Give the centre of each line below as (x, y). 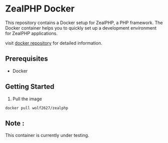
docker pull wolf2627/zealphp (37, 108)
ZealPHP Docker (40, 9)
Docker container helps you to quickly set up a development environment (81, 28)
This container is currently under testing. (47, 135)
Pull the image (27, 99)
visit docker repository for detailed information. (54, 43)
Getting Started (30, 87)
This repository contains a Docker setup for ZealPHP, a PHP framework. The (84, 23)
